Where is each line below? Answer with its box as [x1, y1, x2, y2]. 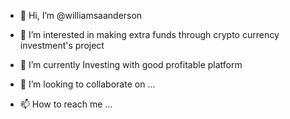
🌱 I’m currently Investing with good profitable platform [19, 59, 243, 70]
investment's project [19, 40, 105, 51]
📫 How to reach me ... [19, 98, 113, 110]
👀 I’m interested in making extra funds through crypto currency [19, 29, 280, 40]
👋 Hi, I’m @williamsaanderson [19, 10, 143, 21]
